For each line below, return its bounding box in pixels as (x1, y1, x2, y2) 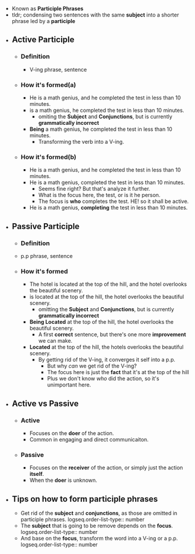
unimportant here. (47, 381, 91, 388)
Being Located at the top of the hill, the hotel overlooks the (29, 318, 174, 326)
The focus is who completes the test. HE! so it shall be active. (38, 198, 189, 205)
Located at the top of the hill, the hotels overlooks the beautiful (29, 343, 184, 351)
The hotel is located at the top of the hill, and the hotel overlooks (29, 281, 187, 288)
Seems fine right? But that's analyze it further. (38, 185, 151, 192)
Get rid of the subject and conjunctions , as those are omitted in (20, 510, 178, 517)
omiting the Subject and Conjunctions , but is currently (38, 112, 173, 120)
